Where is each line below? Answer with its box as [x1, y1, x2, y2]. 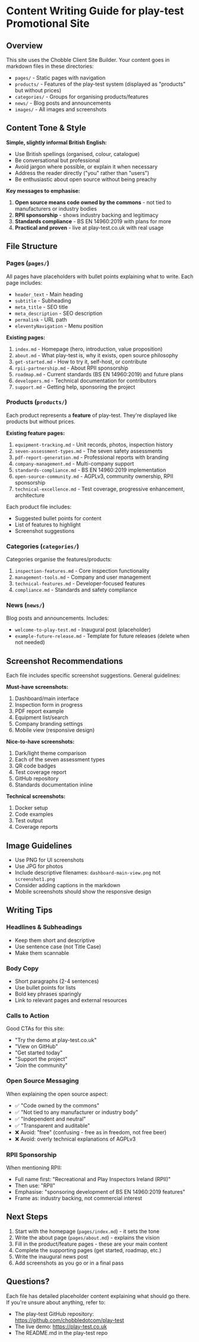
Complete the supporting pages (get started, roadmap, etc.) [14, 1246, 162, 1254]
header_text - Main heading [14, 291, 83, 298]
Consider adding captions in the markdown [14, 882, 121, 889]
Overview [6, 40, 43, 51]
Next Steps [6, 1212, 48, 1222]
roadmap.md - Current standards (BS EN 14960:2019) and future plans [14, 370, 184, 377]
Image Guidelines [6, 841, 72, 851]
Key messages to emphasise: [6, 187, 80, 194]
